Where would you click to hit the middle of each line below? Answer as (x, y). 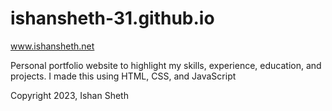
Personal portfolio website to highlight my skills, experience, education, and (166, 65)
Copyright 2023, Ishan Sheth (69, 95)
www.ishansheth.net (52, 46)
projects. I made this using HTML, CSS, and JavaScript (123, 76)
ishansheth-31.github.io (112, 18)
